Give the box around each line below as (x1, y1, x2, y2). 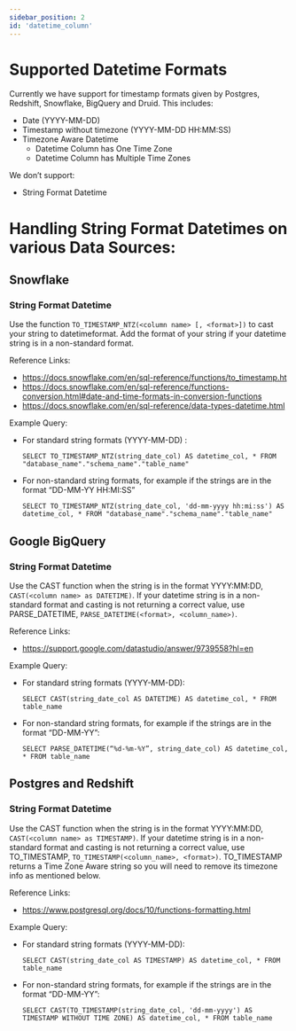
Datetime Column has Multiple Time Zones (35, 152, 191, 164)
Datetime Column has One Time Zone (35, 144, 173, 154)
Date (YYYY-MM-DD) (21, 115, 100, 126)
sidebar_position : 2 (9, 12, 86, 22)
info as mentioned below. (9, 870, 101, 880)
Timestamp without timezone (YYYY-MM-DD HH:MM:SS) (21, 125, 232, 136)
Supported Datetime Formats (9, 59, 228, 80)
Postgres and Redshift (9, 777, 135, 792)
